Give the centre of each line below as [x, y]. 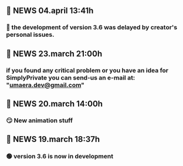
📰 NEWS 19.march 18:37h [53, 139]
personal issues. [30, 34]
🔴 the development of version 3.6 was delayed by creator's [92, 27]
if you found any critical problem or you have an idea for [87, 70]
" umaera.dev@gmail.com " [45, 85]
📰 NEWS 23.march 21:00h [54, 53]
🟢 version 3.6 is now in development [60, 157]
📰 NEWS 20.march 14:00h [55, 104]
